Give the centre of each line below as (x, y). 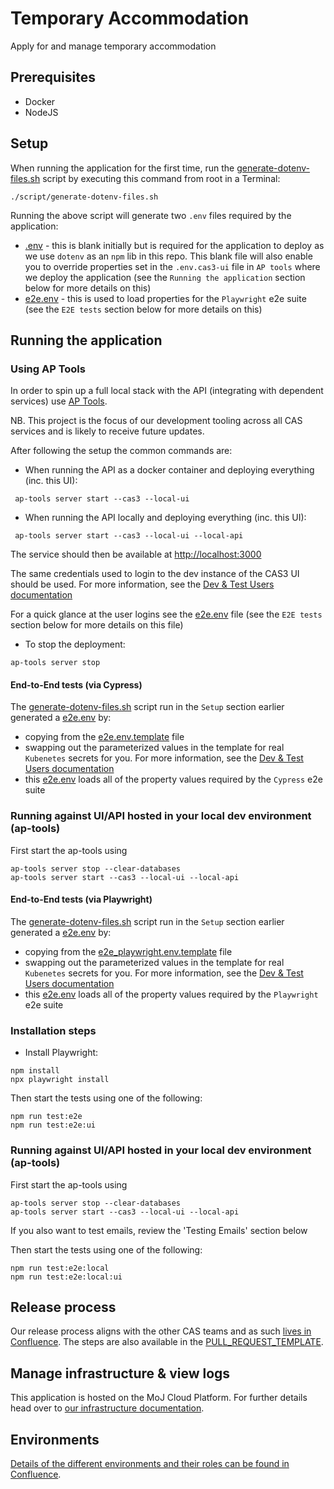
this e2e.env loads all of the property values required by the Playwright (171, 994)
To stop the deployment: (75, 644)
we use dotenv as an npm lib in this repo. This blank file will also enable (168, 256)
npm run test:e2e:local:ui (66, 1277)
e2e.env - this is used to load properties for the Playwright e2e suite (165, 298)
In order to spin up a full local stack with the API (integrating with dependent (167, 391)
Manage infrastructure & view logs (120, 1373)
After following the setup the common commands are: (121, 451)
